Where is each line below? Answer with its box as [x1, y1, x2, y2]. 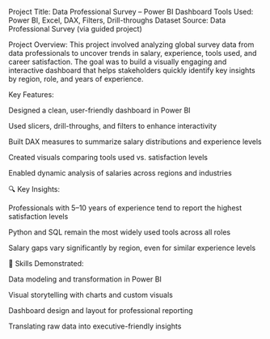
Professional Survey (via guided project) [8, 24, 143, 33]
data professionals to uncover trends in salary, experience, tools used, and [8, 49, 257, 57]
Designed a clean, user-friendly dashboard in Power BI [8, 105, 192, 115]
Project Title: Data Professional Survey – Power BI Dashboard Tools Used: [8, 7, 254, 16]
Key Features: [8, 90, 54, 100]
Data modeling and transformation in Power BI [8, 274, 162, 284]
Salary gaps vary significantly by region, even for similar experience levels [8, 243, 256, 252]
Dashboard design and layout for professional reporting [8, 306, 193, 315]
